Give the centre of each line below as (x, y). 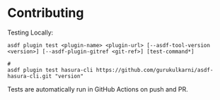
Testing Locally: (30, 32)
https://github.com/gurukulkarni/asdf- (155, 70)
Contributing (46, 13)
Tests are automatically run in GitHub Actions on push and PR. (98, 89)
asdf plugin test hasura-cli (50, 70)
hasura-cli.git (30, 76)
